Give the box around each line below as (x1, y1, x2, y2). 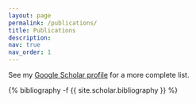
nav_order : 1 (8, 48, 52, 56)
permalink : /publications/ (8, 19, 98, 27)
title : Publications (8, 26, 77, 34)
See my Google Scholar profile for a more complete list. (8, 71, 190, 79)
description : (8, 33, 52, 42)
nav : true (8, 41, 41, 49)
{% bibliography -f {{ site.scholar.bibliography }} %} (8, 86, 179, 95)
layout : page (8, 11, 52, 20)
